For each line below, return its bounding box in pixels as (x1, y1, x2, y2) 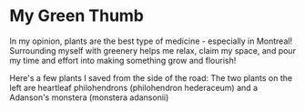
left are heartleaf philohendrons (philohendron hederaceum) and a (9, 82, 258, 93)
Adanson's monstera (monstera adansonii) (9, 92, 169, 103)
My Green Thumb (9, 5, 144, 26)
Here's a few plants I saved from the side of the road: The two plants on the (9, 72, 293, 83)
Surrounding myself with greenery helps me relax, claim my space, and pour (9, 45, 296, 55)
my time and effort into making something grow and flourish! (9, 55, 237, 66)
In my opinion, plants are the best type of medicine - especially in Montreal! (9, 35, 293, 46)
